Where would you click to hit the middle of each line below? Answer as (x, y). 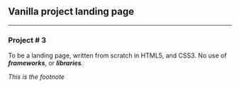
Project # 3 (27, 40)
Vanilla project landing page (71, 12)
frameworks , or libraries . (46, 63)
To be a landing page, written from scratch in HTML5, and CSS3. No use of (117, 55)
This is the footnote (37, 77)
